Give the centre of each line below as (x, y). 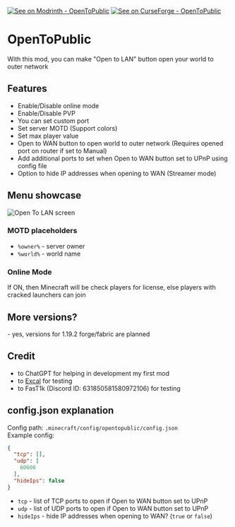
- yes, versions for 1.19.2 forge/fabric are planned (79, 334)
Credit (21, 356)
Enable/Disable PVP (46, 113)
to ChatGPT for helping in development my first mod (94, 373)
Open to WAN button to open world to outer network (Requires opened (120, 143)
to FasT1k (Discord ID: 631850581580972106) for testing (99, 388)
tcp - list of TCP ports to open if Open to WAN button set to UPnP (113, 501)
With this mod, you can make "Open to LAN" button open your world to (110, 59)
